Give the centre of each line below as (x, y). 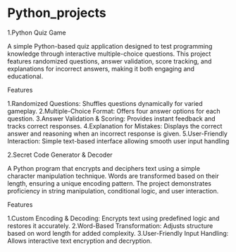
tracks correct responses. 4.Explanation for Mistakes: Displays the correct (115, 126)
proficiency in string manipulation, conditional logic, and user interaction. (113, 191)
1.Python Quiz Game (37, 32)
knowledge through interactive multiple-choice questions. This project (109, 54)
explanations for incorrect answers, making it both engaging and (101, 68)
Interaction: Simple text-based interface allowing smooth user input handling (118, 141)
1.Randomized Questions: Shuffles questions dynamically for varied (105, 103)
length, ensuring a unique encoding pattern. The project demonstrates (109, 183)
